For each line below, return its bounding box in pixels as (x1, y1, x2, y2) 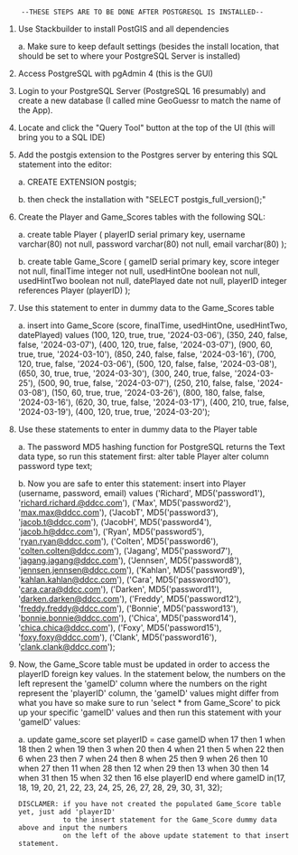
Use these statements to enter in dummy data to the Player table (17, 424, 257, 435)
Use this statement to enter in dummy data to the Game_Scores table (17, 303, 275, 313)
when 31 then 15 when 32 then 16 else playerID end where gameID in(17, (17, 773, 286, 783)
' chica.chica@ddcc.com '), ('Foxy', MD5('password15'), (17, 623, 222, 633)
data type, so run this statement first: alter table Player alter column (17, 451, 269, 462)
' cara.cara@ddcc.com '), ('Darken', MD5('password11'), (17, 584, 222, 595)
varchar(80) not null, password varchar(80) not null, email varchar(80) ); (17, 239, 287, 249)
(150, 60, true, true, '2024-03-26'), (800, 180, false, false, (51, 388, 265, 398)
